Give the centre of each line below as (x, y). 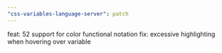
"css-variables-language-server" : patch (68, 14)
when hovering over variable (49, 41)
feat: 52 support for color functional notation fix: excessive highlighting (111, 34)
